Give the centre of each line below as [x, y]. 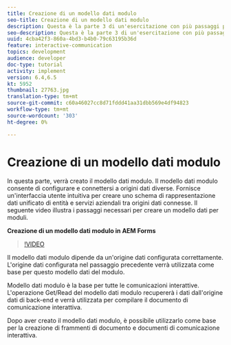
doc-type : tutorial [35, 65]
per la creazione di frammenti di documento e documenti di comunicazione [113, 328]
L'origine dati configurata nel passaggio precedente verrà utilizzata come [111, 265]
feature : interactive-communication [59, 45]
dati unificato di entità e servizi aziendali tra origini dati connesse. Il [102, 203]
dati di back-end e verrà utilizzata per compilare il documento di [98, 300]
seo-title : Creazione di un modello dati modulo [78, 20]
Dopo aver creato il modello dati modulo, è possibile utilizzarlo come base [112, 321]
